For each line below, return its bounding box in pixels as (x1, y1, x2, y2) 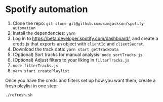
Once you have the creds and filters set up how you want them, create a (5, 77, 156, 83)
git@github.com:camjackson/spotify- (68, 21, 146, 26)
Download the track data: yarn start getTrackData (12, 46, 119, 52)
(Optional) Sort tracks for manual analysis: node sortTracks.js (12, 52, 143, 58)
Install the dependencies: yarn (12, 30, 76, 36)
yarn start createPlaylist (12, 68, 70, 74)
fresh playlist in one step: (5, 82, 58, 89)
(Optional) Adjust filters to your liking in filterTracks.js (12, 57, 130, 63)
